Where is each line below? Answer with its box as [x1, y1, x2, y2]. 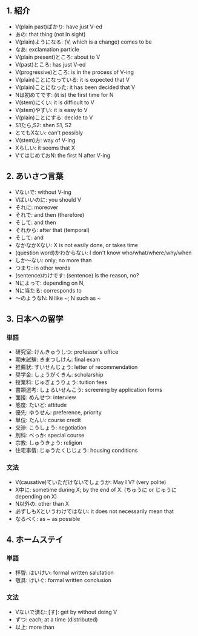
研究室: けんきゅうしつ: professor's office [15, 348, 119, 356]
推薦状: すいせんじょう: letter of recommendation [15, 363, 138, 371]
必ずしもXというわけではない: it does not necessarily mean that [15, 508, 174, 515]
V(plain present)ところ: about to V [15, 53, 101, 61]
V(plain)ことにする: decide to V [15, 114, 93, 121]
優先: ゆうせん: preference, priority [15, 409, 102, 416]
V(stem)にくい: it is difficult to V [15, 99, 95, 106]
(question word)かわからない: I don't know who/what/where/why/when [15, 249, 192, 256]
